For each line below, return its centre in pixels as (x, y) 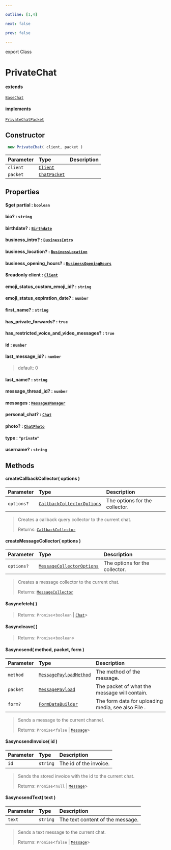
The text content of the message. (99, 819)
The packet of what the (124, 686)
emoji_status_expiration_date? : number (47, 298)
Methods (20, 465)
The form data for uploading (130, 701)
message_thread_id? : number (36, 391)
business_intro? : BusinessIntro (39, 240)
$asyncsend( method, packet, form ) (45, 649)
